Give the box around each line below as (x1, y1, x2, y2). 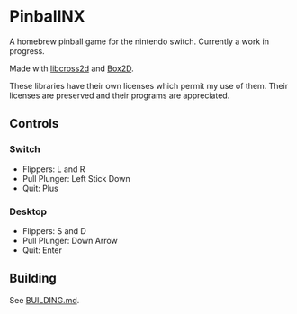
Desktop (9, 205, 48, 218)
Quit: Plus (22, 183, 58, 193)
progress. (9, 45, 45, 56)
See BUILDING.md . (9, 294, 80, 305)
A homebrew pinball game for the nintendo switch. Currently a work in (9, 36, 270, 47)
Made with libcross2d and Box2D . (9, 63, 135, 74)
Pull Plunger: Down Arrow (22, 235, 119, 246)
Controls (9, 116, 59, 131)
